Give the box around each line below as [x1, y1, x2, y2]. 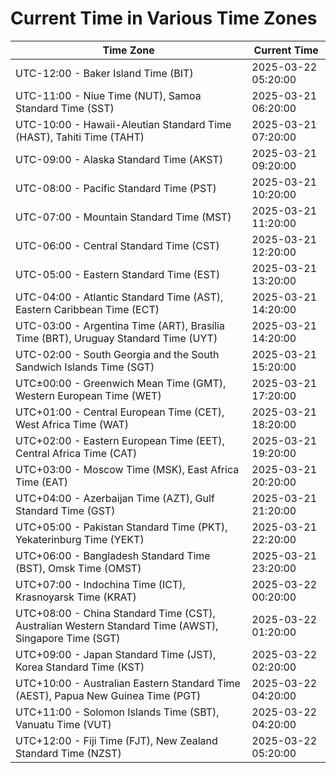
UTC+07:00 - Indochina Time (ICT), [15, 577, 186, 591]
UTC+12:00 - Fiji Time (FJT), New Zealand [15, 733, 218, 747]
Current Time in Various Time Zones [10, 7, 318, 30]
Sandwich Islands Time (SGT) [15, 360, 155, 374]
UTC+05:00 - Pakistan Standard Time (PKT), [15, 520, 228, 534]
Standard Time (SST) [15, 101, 115, 115]
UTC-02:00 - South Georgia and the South [15, 347, 220, 361]
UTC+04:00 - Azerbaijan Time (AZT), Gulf [15, 491, 215, 505]
